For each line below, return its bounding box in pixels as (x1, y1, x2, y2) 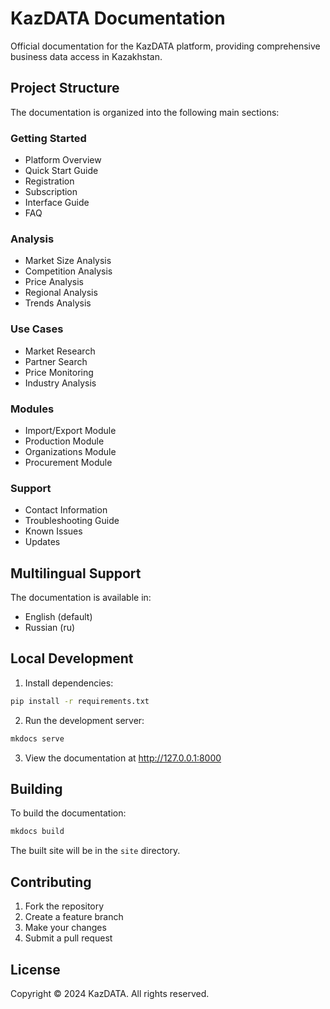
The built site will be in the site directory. (10, 845, 181, 857)
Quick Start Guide (24, 165, 99, 177)
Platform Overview (24, 154, 102, 166)
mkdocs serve (10, 733, 65, 744)
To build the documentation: (10, 807, 127, 819)
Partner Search (24, 355, 88, 367)
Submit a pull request (24, 932, 113, 944)
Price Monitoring (24, 366, 94, 378)
